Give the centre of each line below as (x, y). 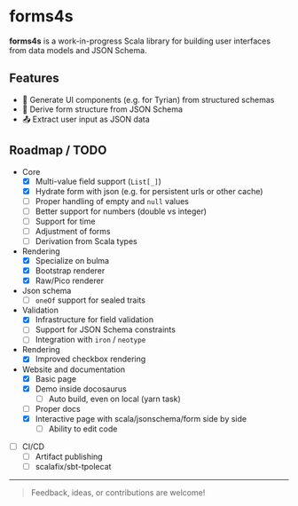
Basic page (56, 378)
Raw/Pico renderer (70, 281)
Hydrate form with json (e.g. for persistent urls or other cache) (149, 191)
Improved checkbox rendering (90, 359)
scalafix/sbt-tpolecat (73, 466)
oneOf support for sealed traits (90, 300)
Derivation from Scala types (86, 241)
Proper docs (58, 408)
